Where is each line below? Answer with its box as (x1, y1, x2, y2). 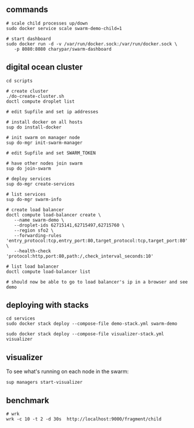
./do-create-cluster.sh (6, 93, 65, 99)
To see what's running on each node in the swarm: (6, 368, 129, 375)
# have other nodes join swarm (6, 160, 83, 166)
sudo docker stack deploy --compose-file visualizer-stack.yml (6, 331, 165, 337)
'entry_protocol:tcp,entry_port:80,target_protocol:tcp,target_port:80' (6, 238, 188, 243)
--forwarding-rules (14, 232, 62, 238)
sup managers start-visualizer (6, 380, 83, 386)
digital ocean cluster (6, 62, 83, 73)
